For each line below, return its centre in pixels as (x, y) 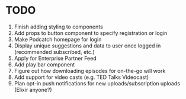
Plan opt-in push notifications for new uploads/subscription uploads (97, 83)
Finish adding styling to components (58, 27)
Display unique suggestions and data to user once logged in (87, 46)
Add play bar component (44, 64)
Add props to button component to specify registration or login (91, 33)
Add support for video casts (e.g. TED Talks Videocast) (81, 77)
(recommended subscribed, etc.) (54, 52)
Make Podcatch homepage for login (58, 39)
